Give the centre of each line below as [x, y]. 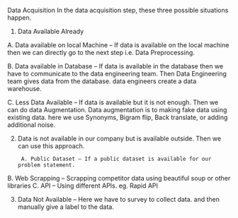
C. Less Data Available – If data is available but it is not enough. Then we [113, 102]
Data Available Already [51, 31]
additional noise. [31, 125]
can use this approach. [51, 146]
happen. [19, 18]
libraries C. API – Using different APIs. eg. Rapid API [83, 186]
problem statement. [46, 165]
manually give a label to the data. [66, 207]
